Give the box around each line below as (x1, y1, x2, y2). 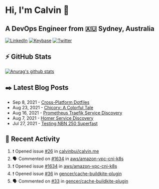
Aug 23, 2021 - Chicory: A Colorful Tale (12, 104, 94, 110)
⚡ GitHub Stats (5, 52, 51, 61)
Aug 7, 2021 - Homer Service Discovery (12, 115, 94, 121)
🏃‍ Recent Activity (5, 135, 60, 144)
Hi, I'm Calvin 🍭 (5, 4, 69, 16)
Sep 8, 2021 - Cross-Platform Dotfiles (12, 99, 90, 105)
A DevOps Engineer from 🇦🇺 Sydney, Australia (5, 24, 155, 33)
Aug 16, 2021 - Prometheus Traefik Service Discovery (12, 110, 123, 116)
